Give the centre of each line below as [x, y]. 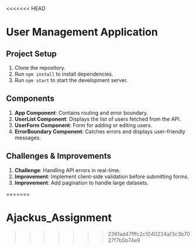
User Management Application [82, 32]
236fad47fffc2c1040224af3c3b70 [149, 234]
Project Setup [32, 54]
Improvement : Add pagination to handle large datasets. [82, 183]
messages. [28, 138]
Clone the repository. [40, 68]
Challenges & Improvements [59, 156]
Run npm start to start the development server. [71, 80]
